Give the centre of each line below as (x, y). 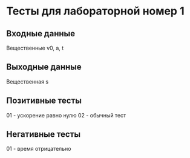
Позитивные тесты (44, 101)
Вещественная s (28, 81)
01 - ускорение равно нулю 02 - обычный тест (66, 115)
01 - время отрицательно (39, 149)
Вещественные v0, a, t (35, 48)
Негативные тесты (43, 134)
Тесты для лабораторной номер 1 (95, 11)
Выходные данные (44, 67)
